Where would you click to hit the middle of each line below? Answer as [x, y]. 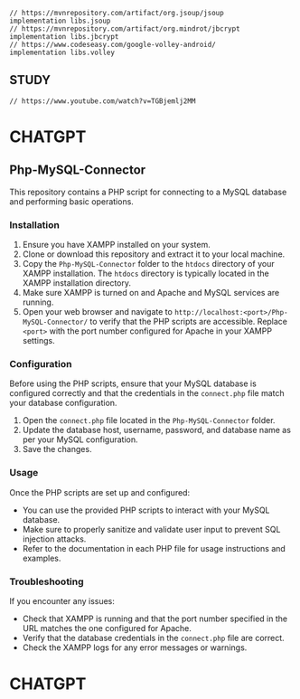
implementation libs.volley [62, 52]
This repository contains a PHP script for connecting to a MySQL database [148, 192]
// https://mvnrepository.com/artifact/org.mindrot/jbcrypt [125, 29]
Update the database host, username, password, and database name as [157, 430]
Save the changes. [57, 449]
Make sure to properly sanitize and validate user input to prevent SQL [151, 529]
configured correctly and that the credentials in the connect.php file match [147, 393]
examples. [42, 558]
